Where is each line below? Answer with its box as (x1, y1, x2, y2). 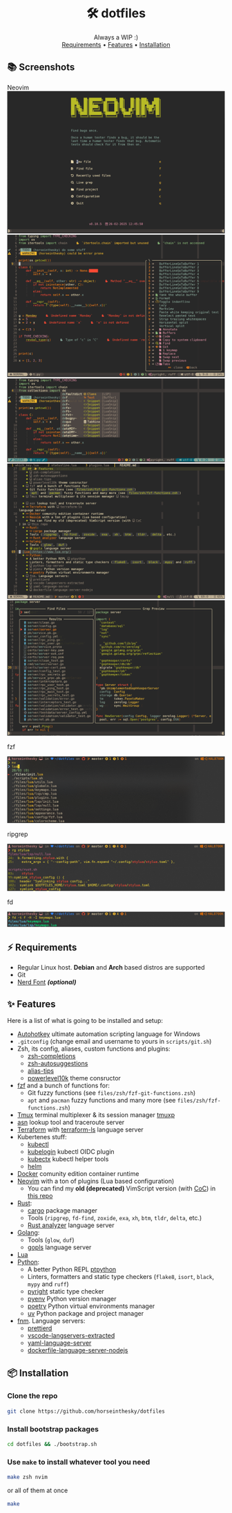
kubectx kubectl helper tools (27, 1155, 109, 1163)
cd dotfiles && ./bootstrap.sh (7, 1440, 97, 1447)
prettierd (27, 1324, 52, 1332)
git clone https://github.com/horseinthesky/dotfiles (7, 1408, 166, 1415)
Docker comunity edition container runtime (17, 1170, 139, 1178)
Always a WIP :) (93, 33, 139, 42)
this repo (27, 1192, 53, 1200)
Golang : (17, 1229, 40, 1237)
